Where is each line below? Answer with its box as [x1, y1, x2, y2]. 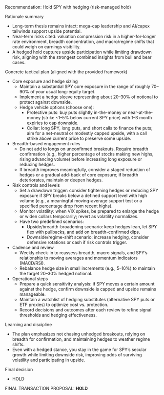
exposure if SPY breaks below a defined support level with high [19, 193, 147, 198]
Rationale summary [5, 14, 44, 19]
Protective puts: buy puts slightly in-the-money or [26, 110, 127, 115]
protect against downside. [19, 99, 72, 105]
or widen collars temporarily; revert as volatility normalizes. [19, 214, 139, 219]
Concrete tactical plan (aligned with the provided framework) [5, 69, 128, 75]
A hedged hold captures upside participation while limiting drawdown [12, 49, 152, 55]
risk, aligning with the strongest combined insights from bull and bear [12, 54, 152, 60]
